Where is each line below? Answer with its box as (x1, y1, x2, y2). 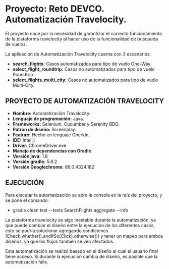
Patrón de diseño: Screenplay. (12, 126, 77, 132)
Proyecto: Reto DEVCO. (5, 3, 104, 15)
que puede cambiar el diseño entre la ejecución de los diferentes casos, (5, 222, 155, 228)
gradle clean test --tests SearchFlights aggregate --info (12, 207, 129, 213)
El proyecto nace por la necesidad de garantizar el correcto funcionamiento (5, 30, 162, 36)
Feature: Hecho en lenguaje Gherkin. (12, 132, 90, 138)
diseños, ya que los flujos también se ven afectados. (5, 238, 115, 244)
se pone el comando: (5, 197, 49, 203)
